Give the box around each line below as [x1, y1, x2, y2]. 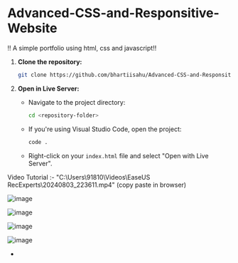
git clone [17, 71, 48, 78]
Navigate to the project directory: [28, 98, 126, 106]
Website [7, 20, 58, 36]
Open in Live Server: [17, 84, 80, 93]
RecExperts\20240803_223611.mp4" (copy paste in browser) [7, 180, 187, 189]
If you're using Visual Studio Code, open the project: [28, 125, 182, 133]
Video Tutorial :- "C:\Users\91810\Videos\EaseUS [7, 172, 151, 181]
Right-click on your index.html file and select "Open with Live [28, 151, 209, 160]
